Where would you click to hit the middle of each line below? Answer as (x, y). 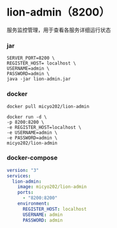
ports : (26, 192)
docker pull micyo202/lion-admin (48, 106)
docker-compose (32, 158)
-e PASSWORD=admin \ (32, 138)
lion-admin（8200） (58, 12)
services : (19, 176)
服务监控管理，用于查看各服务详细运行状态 (59, 30)
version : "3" (23, 170)
